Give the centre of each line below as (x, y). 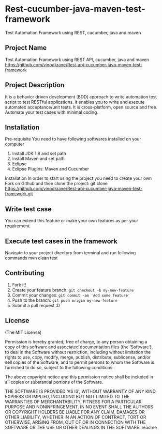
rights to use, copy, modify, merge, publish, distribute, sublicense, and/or (78, 357)
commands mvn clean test (31, 258)
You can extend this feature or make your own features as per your (72, 221)
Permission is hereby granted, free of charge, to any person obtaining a (76, 341)
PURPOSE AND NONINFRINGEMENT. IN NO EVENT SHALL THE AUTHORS (79, 407)
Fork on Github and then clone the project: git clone (56, 184)
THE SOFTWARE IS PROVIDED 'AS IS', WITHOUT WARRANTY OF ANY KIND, (81, 391)
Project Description (35, 85)
